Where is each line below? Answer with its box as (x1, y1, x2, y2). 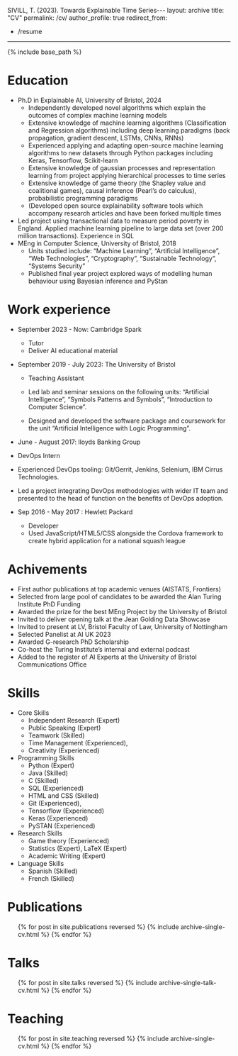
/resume (17, 28, 42, 35)
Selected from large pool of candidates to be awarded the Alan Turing (17, 592, 222, 601)
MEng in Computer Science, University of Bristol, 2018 (17, 239, 177, 248)
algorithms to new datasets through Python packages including (28, 148, 213, 157)
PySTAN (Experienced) (28, 821, 96, 830)
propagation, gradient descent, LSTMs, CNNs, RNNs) (28, 133, 184, 142)
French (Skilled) (28, 874, 74, 882)
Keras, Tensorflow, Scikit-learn (28, 156, 118, 165)
